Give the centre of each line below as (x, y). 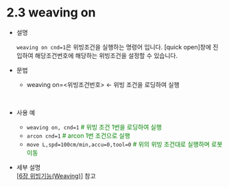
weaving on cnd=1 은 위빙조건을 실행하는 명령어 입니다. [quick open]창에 (114, 47)
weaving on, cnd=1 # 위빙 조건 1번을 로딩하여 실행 (94, 127)
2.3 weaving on (51, 13)
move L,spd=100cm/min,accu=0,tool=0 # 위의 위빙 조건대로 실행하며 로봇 (124, 144)
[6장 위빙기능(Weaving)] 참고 (56, 175)
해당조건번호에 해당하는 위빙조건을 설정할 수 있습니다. (106, 55)
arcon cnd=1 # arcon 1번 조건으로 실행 (79, 136)
